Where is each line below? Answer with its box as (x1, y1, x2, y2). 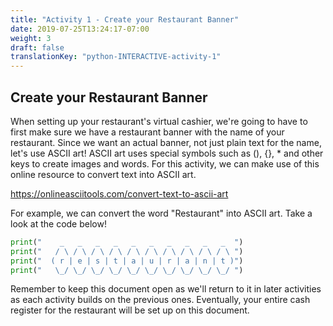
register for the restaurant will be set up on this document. (10, 304, 250, 316)
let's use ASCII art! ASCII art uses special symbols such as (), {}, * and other (10, 147, 324, 159)
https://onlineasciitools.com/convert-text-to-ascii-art (10, 187, 229, 200)
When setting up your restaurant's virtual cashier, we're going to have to (10, 115, 308, 127)
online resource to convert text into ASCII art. (10, 168, 197, 180)
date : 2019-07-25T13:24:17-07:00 (10, 24, 150, 34)
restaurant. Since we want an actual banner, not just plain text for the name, (10, 136, 322, 148)
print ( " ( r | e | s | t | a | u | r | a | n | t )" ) (10, 256, 244, 266)
